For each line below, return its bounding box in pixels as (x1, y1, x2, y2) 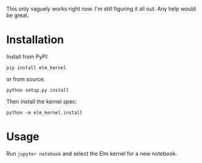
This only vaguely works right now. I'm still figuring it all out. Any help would (6, 5, 196, 12)
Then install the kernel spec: (6, 97, 77, 105)
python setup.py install (6, 87, 69, 93)
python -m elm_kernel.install (6, 109, 83, 116)
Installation (6, 33, 64, 47)
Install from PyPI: (6, 53, 49, 60)
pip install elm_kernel (6, 64, 67, 71)
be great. (6, 12, 29, 19)
